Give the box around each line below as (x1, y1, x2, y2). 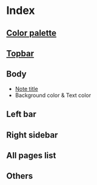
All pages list (6, 150, 56, 161)
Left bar (6, 109, 36, 119)
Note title (15, 85, 38, 92)
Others (6, 171, 33, 181)
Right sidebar (6, 130, 58, 140)
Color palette (6, 28, 56, 38)
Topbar (6, 48, 35, 58)
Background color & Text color (15, 92, 92, 99)
